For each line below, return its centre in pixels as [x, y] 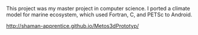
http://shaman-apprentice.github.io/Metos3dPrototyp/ [72, 26]
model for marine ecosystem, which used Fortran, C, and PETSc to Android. [99, 15]
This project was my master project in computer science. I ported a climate [98, 8]
